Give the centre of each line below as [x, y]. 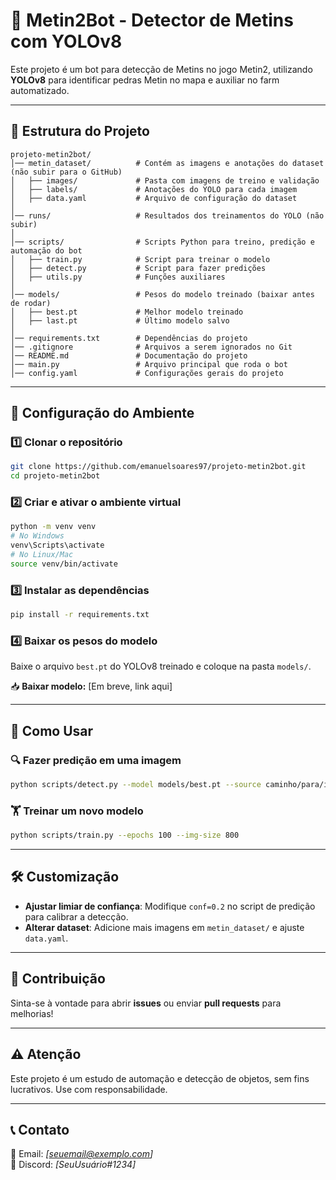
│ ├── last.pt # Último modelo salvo [120, 320]
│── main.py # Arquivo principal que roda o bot [149, 364]
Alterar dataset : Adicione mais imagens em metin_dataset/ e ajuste [164, 927]
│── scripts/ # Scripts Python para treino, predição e [162, 242]
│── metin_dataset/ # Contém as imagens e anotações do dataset [167, 163]
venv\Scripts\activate [57, 545]
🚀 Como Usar [52, 730]
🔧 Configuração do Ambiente [102, 413]
